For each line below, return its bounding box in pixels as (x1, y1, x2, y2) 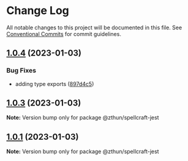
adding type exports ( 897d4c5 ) (15, 80, 94, 87)
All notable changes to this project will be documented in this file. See (6, 24, 182, 31)
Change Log (6, 4, 69, 18)
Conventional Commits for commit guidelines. (6, 30, 121, 37)
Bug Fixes (6, 66, 37, 75)
